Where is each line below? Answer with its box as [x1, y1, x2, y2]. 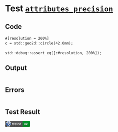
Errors [5, 86, 24, 94]
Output [5, 64, 27, 72]
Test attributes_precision [5, 3, 114, 14]
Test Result [5, 108, 40, 116]
